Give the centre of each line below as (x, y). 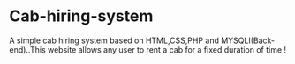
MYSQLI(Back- (248, 40)
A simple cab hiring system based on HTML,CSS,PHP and (114, 40)
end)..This (27, 49)
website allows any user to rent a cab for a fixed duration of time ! (167, 49)
